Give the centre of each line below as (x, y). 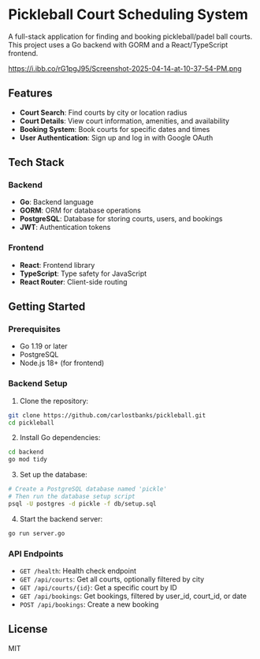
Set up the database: (54, 475)
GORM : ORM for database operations (80, 210)
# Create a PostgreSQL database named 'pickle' (88, 489)
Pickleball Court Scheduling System (128, 15)
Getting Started (47, 307)
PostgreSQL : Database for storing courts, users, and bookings (121, 219)
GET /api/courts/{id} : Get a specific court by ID (98, 588)
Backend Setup (38, 383)
